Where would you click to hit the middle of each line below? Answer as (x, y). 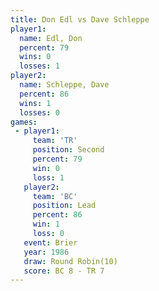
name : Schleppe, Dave (64, 85)
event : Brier (50, 242)
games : (24, 122)
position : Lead (64, 206)
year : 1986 (46, 252)
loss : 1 (48, 177)
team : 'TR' (55, 141)
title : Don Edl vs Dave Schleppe (80, 19)
